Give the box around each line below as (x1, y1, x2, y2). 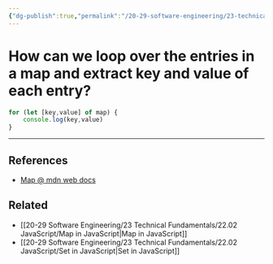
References (8, 154, 68, 167)
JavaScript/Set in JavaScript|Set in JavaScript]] (19, 245, 180, 256)
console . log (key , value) (23, 115, 104, 124)
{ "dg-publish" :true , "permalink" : (8, 11, 122, 20)
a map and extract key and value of (8, 64, 249, 82)
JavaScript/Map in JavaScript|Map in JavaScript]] (19, 228, 188, 238)
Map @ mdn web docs (19, 175, 96, 184)
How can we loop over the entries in (8, 46, 255, 65)
